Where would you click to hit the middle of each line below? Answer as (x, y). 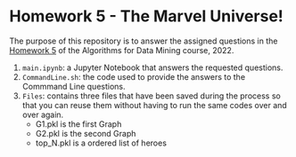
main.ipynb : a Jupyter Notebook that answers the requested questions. (152, 67)
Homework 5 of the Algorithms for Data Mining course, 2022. (122, 50)
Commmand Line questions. (74, 86)
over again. (43, 114)
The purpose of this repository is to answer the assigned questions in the (144, 41)
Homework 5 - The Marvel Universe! (146, 16)
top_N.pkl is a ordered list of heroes (101, 143)
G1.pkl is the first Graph (78, 124)
